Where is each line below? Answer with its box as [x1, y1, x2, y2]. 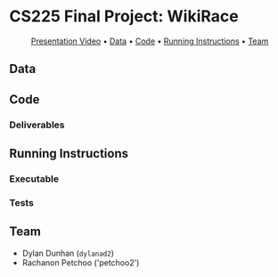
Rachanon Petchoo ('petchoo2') [21, 257, 140, 268]
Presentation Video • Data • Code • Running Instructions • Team [30, 36, 269, 46]
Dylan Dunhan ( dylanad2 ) [21, 248, 114, 258]
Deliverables [9, 118, 65, 131]
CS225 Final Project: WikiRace [9, 6, 239, 27]
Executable [9, 172, 60, 184]
